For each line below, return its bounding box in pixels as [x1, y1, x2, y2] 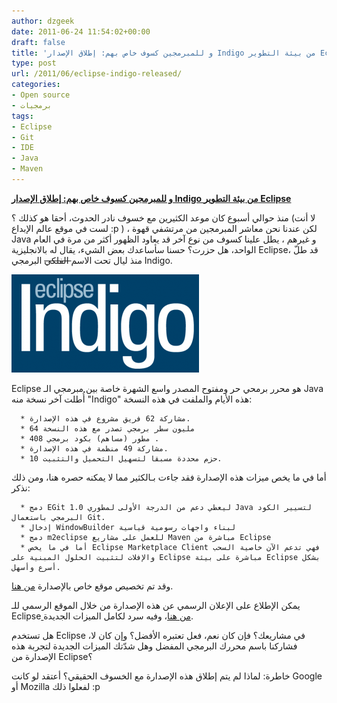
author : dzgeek [11, 16, 75, 26]
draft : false [11, 37, 66, 47]
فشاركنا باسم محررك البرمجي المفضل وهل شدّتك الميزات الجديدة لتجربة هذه [11, 640, 298, 652]
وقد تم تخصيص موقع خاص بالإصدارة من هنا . [11, 580, 174, 592]
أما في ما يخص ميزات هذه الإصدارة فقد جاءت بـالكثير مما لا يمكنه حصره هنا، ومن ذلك [11, 471, 327, 483]
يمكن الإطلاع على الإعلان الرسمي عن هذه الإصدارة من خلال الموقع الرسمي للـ [11, 599, 301, 611]
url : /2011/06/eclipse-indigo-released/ [11, 69, 183, 79]
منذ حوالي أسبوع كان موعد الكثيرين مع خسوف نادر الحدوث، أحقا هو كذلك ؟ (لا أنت [11, 211, 316, 224]
